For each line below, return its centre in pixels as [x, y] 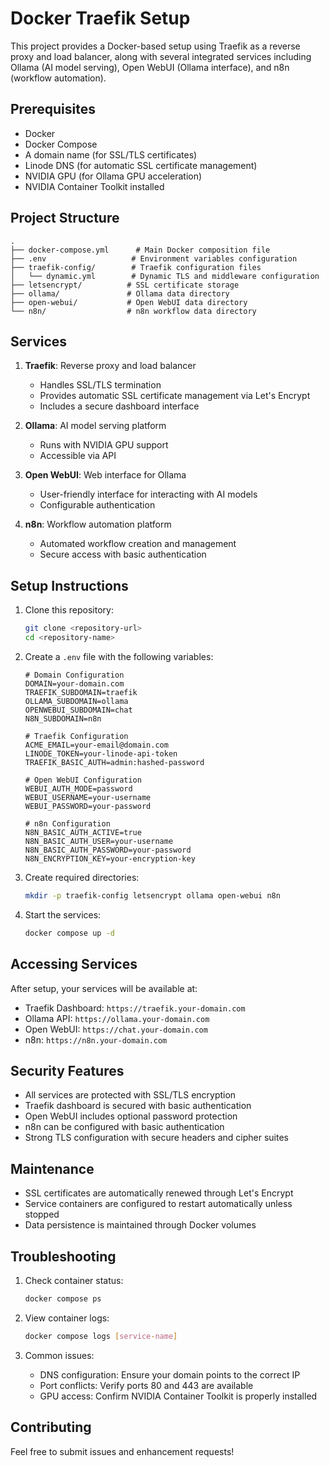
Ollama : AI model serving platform [95, 426]
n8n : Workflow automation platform [98, 524]
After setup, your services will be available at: [104, 988]
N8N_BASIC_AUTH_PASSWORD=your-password [108, 850]
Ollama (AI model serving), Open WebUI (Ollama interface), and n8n [150, 67]
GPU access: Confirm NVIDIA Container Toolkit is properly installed [178, 1396]
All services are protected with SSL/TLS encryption [130, 1095]
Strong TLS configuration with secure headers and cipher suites [156, 1138]
